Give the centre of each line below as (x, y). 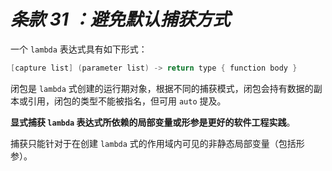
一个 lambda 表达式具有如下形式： (79, 49)
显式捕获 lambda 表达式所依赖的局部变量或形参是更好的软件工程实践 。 (153, 122)
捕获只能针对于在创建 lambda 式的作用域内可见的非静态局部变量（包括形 (157, 143)
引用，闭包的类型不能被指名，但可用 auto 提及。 (127, 101)
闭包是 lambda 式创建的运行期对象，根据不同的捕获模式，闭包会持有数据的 (162, 88)
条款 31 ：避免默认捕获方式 (120, 19)
